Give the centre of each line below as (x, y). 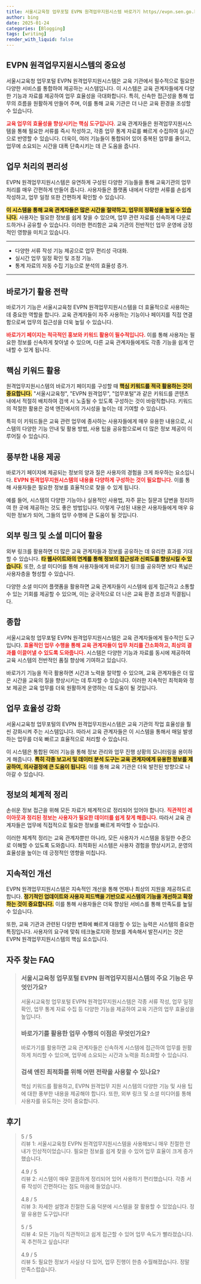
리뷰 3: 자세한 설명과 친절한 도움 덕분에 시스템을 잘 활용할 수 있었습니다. (104, 1207)
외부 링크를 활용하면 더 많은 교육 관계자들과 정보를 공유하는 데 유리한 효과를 (94, 551)
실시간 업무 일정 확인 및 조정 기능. (54, 258)
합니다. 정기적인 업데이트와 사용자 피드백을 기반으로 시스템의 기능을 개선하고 (94, 897)
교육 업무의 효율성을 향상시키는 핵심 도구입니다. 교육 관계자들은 (79, 123)
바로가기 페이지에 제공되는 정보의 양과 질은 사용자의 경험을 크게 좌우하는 (90, 473)
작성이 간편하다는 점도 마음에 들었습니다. (74, 1186)
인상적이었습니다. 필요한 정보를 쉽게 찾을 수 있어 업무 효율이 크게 (107, 1151)
